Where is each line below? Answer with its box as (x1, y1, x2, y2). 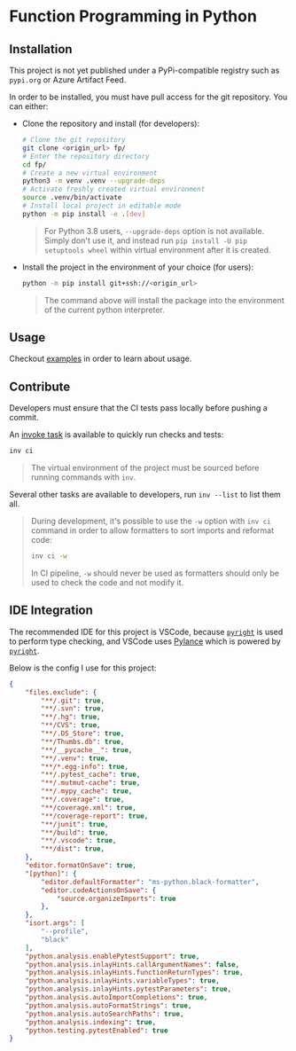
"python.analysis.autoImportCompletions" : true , (25, 993, 208, 1002)
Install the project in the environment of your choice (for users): (21, 262, 254, 272)
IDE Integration (9, 603, 93, 618)
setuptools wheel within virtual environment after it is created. (43, 244, 271, 255)
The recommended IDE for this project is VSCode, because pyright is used (9, 626, 284, 637)
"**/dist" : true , (41, 844, 105, 853)
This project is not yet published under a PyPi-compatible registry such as (9, 65, 280, 75)
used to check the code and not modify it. (30, 577, 184, 587)
